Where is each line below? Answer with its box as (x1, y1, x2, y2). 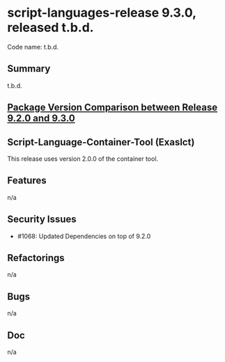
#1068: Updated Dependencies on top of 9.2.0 (17, 232, 151, 240)
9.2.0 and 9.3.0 (7, 113, 75, 125)
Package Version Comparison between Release (7, 102, 218, 113)
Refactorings (7, 252, 65, 264)
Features (7, 175, 47, 187)
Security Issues (7, 214, 77, 226)
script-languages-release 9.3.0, (7, 5, 196, 21)
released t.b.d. (7, 19, 94, 36)
